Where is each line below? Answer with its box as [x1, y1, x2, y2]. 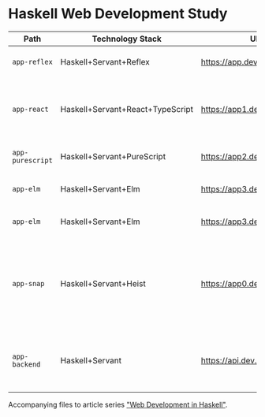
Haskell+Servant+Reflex [60, 56, 150, 67]
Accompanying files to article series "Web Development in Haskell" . [8, 400, 228, 409]
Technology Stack [91, 33, 162, 44]
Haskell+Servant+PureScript [60, 151, 166, 162]
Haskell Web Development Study [8, 5, 228, 23]
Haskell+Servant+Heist [60, 277, 146, 289]
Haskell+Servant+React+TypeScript [60, 103, 194, 114]
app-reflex [12, 57, 53, 66]
